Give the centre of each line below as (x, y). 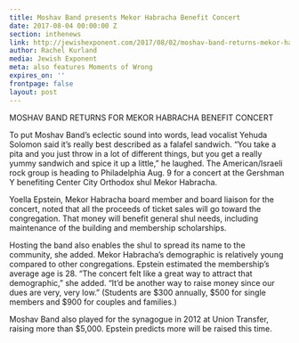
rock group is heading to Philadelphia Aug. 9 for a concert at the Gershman (147, 172)
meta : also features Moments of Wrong (81, 68)
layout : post (33, 92)
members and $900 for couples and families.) (93, 302)
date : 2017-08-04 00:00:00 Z (63, 26)
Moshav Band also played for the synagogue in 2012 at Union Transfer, (139, 319)
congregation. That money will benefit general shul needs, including (134, 218)
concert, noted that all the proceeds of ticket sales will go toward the (135, 208)
